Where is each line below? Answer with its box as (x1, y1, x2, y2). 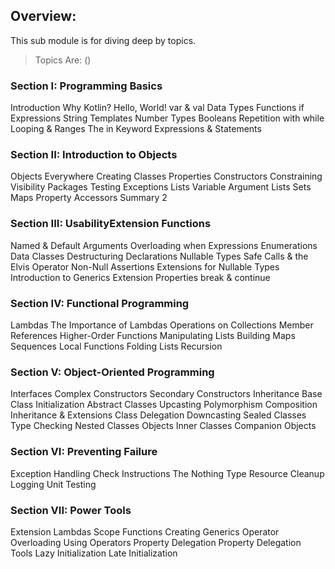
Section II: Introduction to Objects (10, 148, 178, 162)
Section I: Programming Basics (10, 79, 163, 93)
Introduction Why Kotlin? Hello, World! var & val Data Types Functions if (10, 102, 305, 114)
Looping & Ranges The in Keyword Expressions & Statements (10, 123, 262, 135)
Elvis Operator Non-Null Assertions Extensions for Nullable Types (10, 260, 280, 273)
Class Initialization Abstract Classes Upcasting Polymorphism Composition (10, 399, 318, 411)
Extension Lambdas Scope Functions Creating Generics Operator (10, 525, 280, 538)
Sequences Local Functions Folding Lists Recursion (10, 340, 223, 352)
